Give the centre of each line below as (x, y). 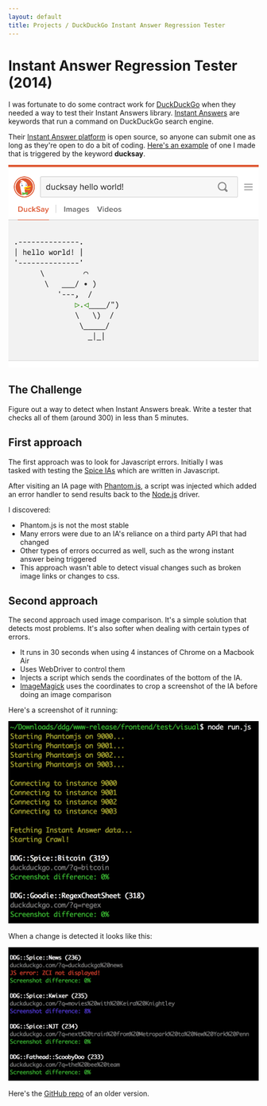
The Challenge (45, 390)
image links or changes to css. (70, 576)
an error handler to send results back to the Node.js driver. (104, 494)
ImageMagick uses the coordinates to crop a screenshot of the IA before (139, 686)
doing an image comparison (66, 695)
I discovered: (29, 509)
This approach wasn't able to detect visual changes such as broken (130, 567)
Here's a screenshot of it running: (63, 710)
